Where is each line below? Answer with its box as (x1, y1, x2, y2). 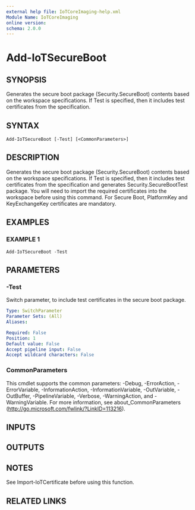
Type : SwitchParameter (6, 308, 62, 314)
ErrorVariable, (6, 386, 40, 393)
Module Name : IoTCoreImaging (6, 14, 78, 20)
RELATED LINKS (6, 496, 67, 506)
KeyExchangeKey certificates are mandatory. (6, 200, 117, 207)
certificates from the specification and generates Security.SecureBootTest (6, 181, 188, 188)
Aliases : (6, 319, 28, 325)
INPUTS (6, 422, 36, 432)
